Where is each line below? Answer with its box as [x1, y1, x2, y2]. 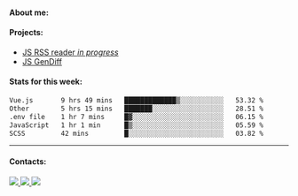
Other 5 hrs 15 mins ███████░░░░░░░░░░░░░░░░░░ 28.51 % [9, 104, 264, 113]
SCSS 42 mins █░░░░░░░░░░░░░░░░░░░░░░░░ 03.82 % [9, 129, 264, 138]
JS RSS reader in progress [21, 47, 119, 57]
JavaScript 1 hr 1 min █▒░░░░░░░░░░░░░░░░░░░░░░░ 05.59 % [9, 120, 264, 130]
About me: [9, 7, 49, 18]
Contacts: [9, 155, 47, 167]
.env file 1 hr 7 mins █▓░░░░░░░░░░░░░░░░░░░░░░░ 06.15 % [9, 112, 264, 121]
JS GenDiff [21, 56, 62, 66]
